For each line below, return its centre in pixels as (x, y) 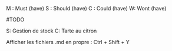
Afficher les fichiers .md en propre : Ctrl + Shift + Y (68, 42)
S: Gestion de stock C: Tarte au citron (52, 31)
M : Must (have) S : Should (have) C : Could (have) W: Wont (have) (86, 8)
